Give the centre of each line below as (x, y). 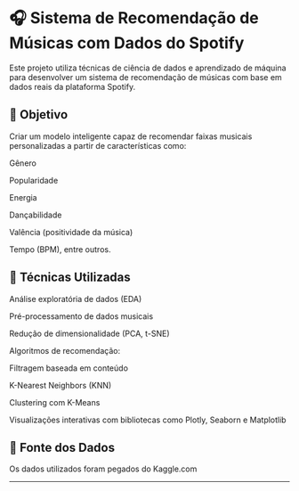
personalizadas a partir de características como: (98, 145)
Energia (23, 197)
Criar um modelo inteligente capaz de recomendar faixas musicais (131, 136)
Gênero (23, 163)
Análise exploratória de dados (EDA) (76, 299)
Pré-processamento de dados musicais (81, 316)
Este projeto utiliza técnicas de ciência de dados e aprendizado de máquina (148, 68)
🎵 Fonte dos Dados (62, 447)
